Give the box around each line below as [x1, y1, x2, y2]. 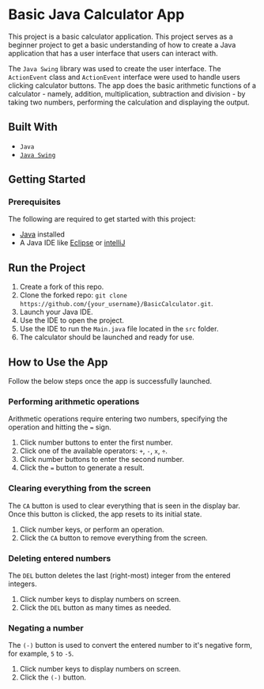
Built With [8, 120, 58, 134]
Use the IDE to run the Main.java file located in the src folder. [19, 324, 219, 334]
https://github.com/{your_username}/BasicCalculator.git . [19, 299, 213, 309]
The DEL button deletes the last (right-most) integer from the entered [8, 570, 231, 580]
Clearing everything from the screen [8, 483, 152, 494]
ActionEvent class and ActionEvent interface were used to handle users [8, 72, 241, 81]
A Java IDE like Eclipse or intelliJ [19, 238, 126, 248]
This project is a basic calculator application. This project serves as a [8, 32, 233, 41]
